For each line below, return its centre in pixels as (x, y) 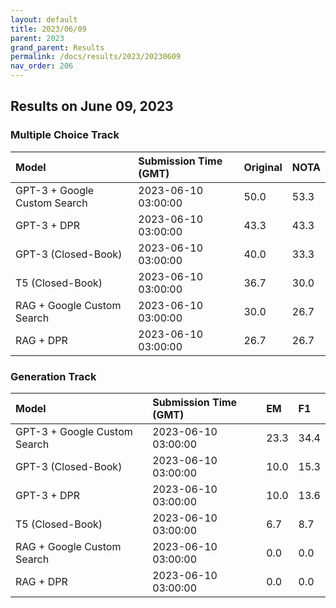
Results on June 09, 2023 (92, 106)
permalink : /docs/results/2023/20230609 (96, 57)
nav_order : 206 (42, 66)
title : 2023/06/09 (48, 29)
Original (263, 167)
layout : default (44, 19)
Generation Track (53, 376)
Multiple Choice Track (65, 135)
